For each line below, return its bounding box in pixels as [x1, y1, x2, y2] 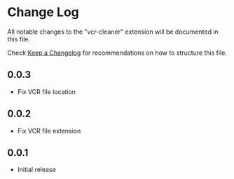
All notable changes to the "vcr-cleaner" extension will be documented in [7, 27, 219, 36]
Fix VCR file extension [17, 126, 81, 135]
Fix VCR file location [17, 87, 76, 95]
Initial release [17, 166, 56, 174]
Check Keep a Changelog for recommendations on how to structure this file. [7, 48, 228, 57]
